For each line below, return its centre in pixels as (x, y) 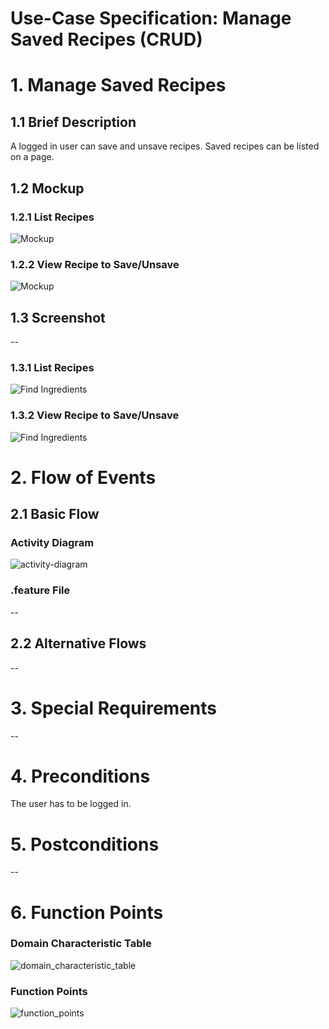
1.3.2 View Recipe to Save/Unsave (95, 415)
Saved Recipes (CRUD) (106, 39)
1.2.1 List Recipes (52, 217)
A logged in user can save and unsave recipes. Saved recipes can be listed (165, 146)
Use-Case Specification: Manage (151, 18)
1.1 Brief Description (73, 122)
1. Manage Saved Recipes (118, 85)
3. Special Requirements (113, 708)
